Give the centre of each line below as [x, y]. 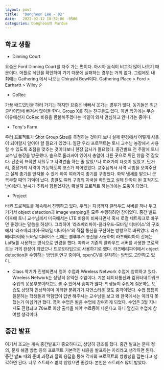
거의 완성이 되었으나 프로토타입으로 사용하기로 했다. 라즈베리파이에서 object [86, 249]
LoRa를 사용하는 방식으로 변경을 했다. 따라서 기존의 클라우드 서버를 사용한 [75, 243]
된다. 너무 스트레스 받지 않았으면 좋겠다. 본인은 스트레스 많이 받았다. [82, 362]
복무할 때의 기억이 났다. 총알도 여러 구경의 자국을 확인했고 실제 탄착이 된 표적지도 [82, 180]
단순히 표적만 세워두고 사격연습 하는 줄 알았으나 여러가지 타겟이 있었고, [79, 162]
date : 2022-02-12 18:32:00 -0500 [41, 19]
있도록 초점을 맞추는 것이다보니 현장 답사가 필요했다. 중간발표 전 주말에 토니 [87, 149]
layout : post [18, 10]
